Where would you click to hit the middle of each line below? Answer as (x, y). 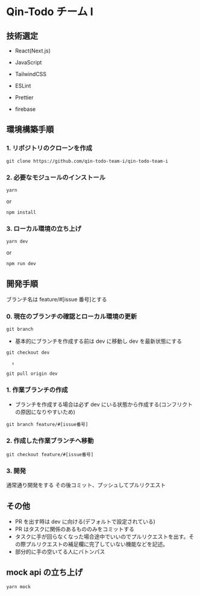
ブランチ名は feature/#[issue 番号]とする (57, 300)
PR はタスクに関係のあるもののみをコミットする (74, 529)
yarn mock (19, 587)
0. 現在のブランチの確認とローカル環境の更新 (72, 316)
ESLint (23, 86)
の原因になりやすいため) (45, 412)
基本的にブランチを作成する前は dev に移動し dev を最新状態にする (98, 341)
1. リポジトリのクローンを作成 (49, 148)
